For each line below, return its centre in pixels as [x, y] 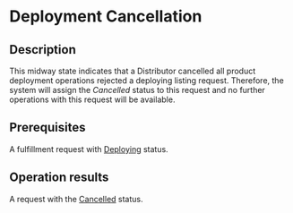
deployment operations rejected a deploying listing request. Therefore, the [146, 81]
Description [43, 50]
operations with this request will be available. [92, 99]
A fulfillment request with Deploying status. [89, 149]
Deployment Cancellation [106, 17]
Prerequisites [47, 128]
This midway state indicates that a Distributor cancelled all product [133, 71]
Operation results [59, 178]
